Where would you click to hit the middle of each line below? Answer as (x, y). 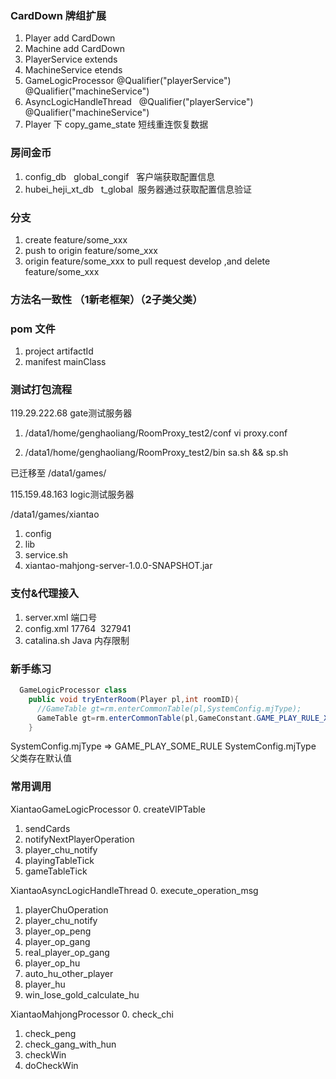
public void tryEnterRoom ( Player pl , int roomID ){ (134, 699)
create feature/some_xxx (76, 239)
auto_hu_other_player (69, 973)
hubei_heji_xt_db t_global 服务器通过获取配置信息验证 (138, 189)
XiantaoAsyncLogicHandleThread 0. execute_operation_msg (134, 890)
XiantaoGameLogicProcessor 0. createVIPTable (108, 809)
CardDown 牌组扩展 (58, 15)
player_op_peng (58, 931)
